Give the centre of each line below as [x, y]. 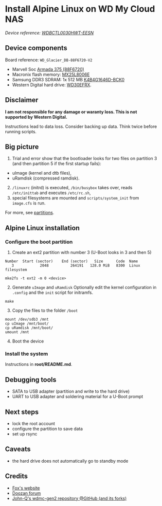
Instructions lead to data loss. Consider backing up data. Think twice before [81, 126]
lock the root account [33, 423]
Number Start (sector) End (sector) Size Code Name [72, 261]
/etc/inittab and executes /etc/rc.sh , [51, 193]
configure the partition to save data [47, 429]
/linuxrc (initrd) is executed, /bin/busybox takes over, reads [72, 188]
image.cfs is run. [29, 203]
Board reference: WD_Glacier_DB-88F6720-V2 [49, 60]
